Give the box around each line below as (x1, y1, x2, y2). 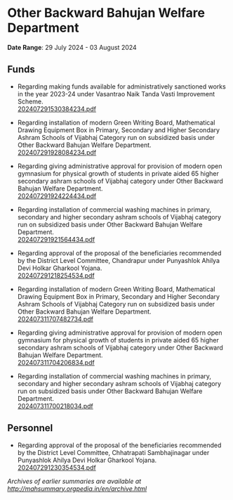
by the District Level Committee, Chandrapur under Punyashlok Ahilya (17, 256, 220, 264)
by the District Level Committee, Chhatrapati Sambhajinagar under (17, 448, 210, 456)
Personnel (7, 422, 53, 434)
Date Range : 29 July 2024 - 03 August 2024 (7, 43, 137, 51)
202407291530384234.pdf (17, 104, 97, 113)
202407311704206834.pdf (17, 358, 95, 366)
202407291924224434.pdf (17, 191, 97, 200)
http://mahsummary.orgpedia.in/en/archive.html (7, 484, 147, 493)
